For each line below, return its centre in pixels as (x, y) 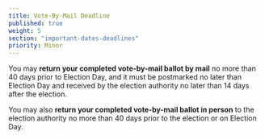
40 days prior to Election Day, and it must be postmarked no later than (125, 77)
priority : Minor (36, 46)
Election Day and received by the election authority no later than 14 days (129, 86)
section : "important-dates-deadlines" (74, 38)
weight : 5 (25, 31)
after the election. (38, 94)
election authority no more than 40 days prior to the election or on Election (132, 118)
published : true (36, 23)
